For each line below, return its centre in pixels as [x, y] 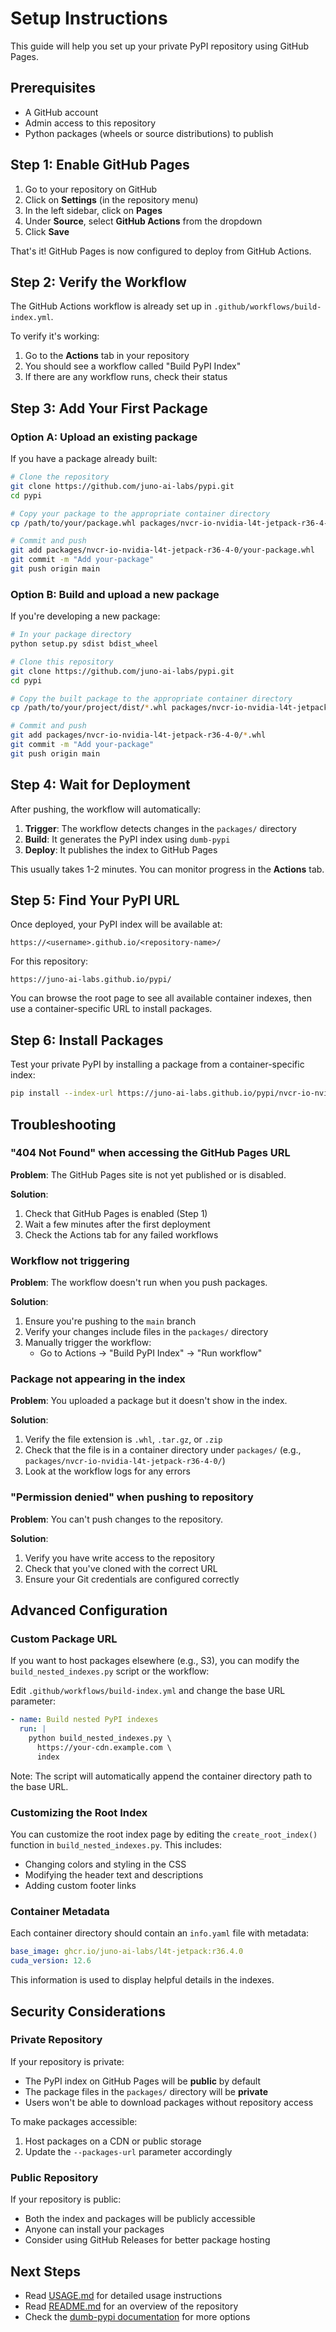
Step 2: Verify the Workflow [98, 282]
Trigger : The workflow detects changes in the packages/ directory [160, 828]
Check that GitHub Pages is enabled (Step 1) [116, 1213]
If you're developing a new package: [85, 616]
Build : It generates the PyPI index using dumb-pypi [127, 839]
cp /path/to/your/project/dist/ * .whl [89, 708]
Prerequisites [53, 88]
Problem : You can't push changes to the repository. [116, 1519]
